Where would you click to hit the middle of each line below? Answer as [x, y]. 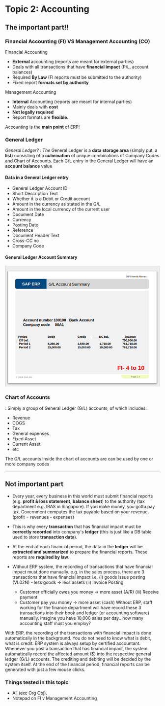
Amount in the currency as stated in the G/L [56, 204]
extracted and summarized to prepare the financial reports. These [80, 552]
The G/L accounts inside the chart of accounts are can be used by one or [79, 459]
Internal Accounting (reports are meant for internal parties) [72, 102]
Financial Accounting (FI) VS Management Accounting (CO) [78, 41]
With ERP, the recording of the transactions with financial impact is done [78, 633]
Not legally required [33, 112]
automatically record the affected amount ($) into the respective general [78, 654]
